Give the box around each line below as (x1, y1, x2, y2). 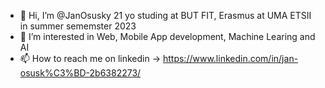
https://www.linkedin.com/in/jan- (162, 53, 299, 64)
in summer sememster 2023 (19, 20, 137, 32)
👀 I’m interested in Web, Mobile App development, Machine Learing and (19, 31, 316, 42)
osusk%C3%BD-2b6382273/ (19, 67, 142, 79)
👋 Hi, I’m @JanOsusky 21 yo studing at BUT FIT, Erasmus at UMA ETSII (19, 10, 312, 21)
